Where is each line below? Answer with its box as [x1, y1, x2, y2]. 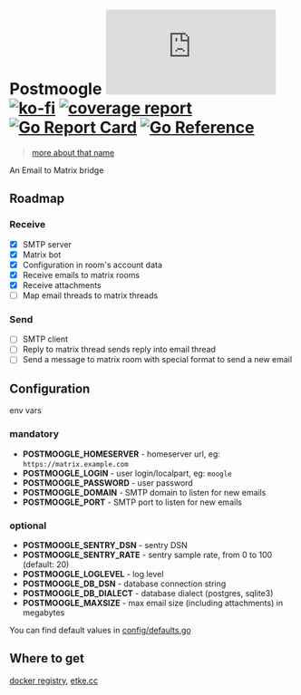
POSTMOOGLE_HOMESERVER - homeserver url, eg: [22, 449, 220, 459]
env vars [9, 405, 43, 416]
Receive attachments [22, 279, 102, 290]
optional [9, 519, 47, 532]
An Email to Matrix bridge [9, 164, 104, 176]
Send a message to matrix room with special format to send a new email [22, 354, 293, 365]
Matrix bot [22, 249, 62, 260]
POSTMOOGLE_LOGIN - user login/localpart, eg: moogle [22, 468, 233, 478]
